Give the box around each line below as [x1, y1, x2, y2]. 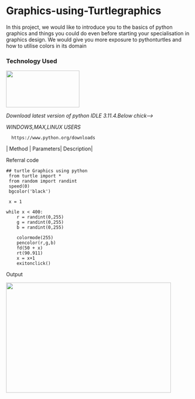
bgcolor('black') [8, 189, 51, 195]
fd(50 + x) [16, 245, 43, 251]
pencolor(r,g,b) [16, 240, 57, 246]
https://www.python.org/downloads [11, 135, 95, 141]
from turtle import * [8, 173, 61, 179]
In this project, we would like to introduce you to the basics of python [6, 24, 173, 31]
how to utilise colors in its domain [6, 42, 87, 49]
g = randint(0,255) [16, 219, 64, 226]
